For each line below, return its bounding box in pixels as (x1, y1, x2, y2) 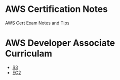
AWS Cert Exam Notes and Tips (5, 20, 70, 26)
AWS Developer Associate (5, 37, 115, 49)
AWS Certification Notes (5, 3, 108, 15)
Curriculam (5, 48, 53, 59)
